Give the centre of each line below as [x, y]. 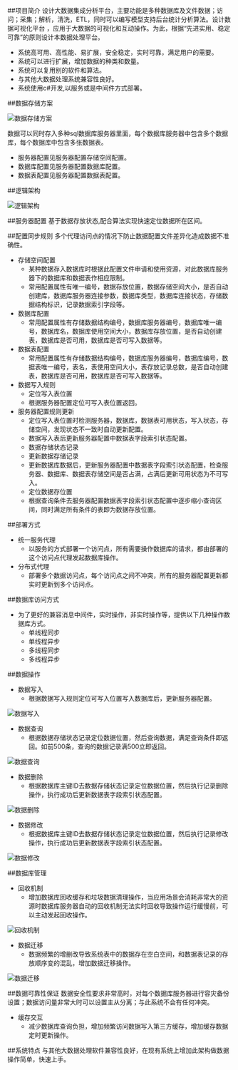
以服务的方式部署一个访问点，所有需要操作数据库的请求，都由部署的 [128, 549]
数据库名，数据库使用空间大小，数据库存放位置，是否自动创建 [131, 331]
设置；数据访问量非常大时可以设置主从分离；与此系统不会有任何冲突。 [110, 1002]
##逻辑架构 [24, 190]
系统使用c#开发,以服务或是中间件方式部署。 [82, 88]
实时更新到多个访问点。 [63, 584]
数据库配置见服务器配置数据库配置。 [71, 166]
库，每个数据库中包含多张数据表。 [57, 142]
